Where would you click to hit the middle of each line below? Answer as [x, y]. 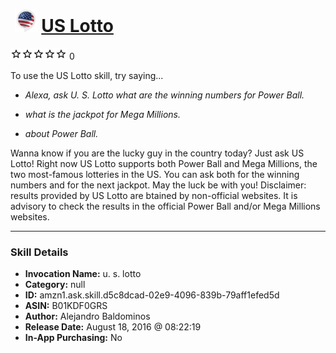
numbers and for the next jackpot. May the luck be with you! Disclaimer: [158, 185]
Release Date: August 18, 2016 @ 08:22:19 [113, 327]
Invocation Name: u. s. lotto [83, 274]
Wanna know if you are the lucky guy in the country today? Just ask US [157, 153]
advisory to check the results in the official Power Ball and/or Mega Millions [165, 206]
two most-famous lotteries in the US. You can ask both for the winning [155, 174]
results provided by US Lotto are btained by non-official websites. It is [154, 195]
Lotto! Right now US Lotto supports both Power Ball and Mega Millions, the [164, 163]
